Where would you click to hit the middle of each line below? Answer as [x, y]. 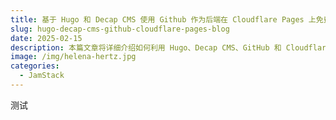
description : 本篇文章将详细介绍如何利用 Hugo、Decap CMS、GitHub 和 [146, 47]
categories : [35, 66]
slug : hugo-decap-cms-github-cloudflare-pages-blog [120, 29]
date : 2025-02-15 [46, 38]
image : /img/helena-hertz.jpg [73, 57]
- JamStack [42, 76]
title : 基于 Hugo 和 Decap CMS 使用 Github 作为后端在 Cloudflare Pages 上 [163, 19]
